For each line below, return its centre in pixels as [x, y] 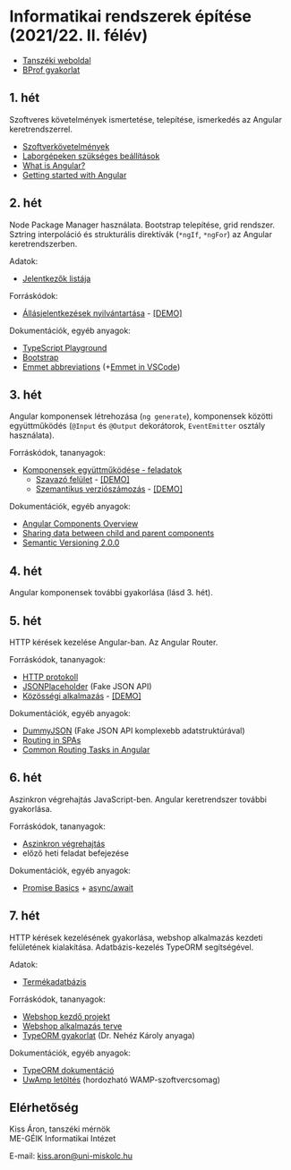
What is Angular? [54, 165]
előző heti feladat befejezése [76, 853]
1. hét [25, 98]
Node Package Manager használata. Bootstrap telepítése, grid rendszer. [142, 225]
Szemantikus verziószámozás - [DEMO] [109, 489]
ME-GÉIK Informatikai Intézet [63, 1139]
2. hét [26, 203]
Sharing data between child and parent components [118, 534]
